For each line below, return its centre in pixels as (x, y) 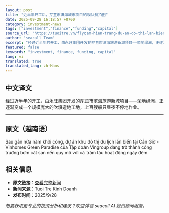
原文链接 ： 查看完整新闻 (37, 182)
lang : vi (14, 57)
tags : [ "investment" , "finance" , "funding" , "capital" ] (62, 29)
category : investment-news (33, 24)
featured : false (22, 47)
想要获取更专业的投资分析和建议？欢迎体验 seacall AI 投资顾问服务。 (76, 206)
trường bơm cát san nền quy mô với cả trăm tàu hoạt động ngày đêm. (77, 152)
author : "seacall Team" (30, 38)
